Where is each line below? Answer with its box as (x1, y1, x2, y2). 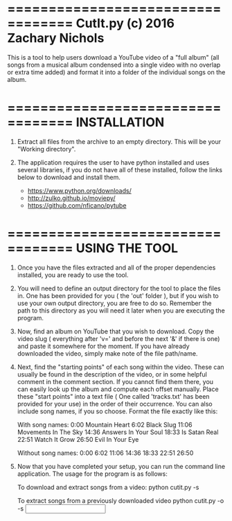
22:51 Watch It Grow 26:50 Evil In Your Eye (17, 435, 139, 443)
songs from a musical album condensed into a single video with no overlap (7, 60, 221, 69)
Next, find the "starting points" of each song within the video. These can (17, 363, 224, 371)
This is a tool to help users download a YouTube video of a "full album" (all (7, 53, 220, 61)
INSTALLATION (75, 115, 165, 131)
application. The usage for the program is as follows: (17, 470, 168, 478)
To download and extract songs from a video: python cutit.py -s (17, 483, 199, 491)
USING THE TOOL (75, 240, 179, 256)
